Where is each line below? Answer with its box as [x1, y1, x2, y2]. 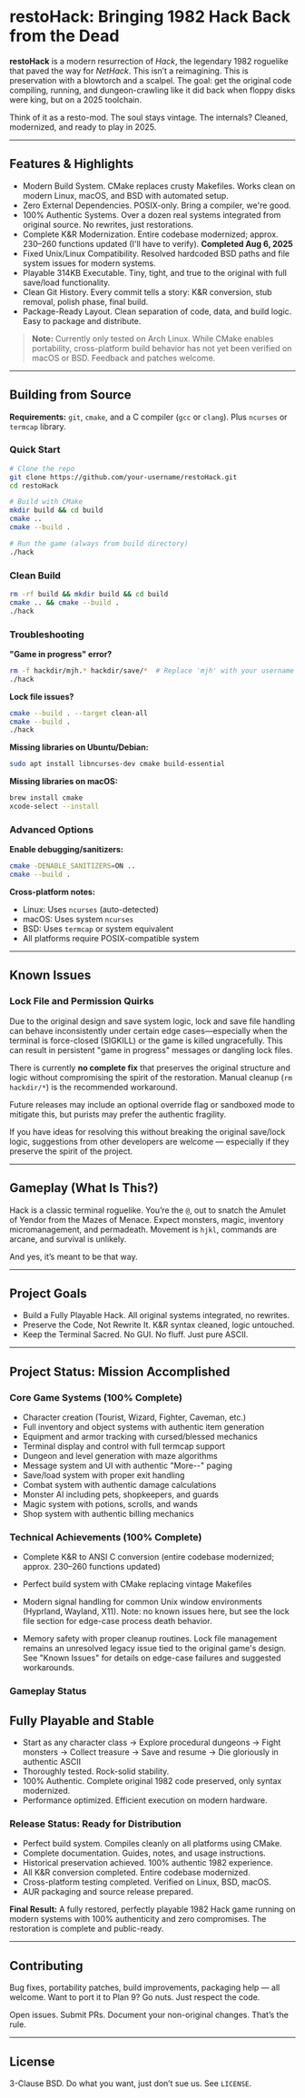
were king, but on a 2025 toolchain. [9, 94, 143, 105]
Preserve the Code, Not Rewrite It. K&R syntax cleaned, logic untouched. [22, 1319, 295, 1331]
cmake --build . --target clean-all [9, 708, 148, 718]
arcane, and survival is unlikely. [9, 1233, 127, 1245]
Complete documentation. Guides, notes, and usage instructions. [22, 1847, 266, 1858]
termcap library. [9, 420, 66, 432]
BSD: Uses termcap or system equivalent [22, 923, 174, 934]
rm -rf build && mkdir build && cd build [9, 590, 169, 599]
